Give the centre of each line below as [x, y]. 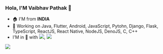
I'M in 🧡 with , [29, 37]
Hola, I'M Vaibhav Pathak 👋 [38, 8]
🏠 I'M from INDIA [31, 19]
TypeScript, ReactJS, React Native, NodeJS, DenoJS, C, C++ [75, 31]
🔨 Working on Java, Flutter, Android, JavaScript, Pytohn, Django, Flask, [85, 26]
